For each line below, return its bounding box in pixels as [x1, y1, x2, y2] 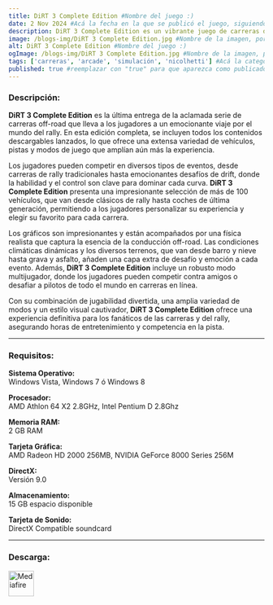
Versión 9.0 [8, 475, 47, 484]
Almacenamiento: [8, 490, 71, 501]
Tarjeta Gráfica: [8, 441, 63, 452]
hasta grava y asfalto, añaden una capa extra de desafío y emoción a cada [8, 254, 258, 265]
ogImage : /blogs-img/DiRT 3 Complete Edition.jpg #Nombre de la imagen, [8, 50, 260, 58]
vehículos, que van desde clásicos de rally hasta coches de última [8, 195, 230, 205]
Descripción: [8, 91, 61, 103]
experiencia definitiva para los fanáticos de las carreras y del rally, [8, 313, 231, 323]
